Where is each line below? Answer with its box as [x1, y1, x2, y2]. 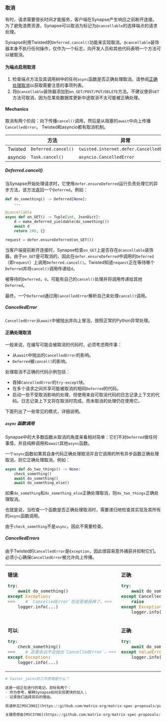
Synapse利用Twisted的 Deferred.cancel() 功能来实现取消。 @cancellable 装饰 [5, 40, 160, 45]
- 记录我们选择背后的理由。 [5, 694, 54, 699]
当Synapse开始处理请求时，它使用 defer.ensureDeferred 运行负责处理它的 [5, 180, 154, 186]
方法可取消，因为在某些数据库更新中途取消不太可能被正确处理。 [12, 94, 142, 100]
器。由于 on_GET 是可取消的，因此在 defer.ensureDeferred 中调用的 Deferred [5, 253, 154, 259]
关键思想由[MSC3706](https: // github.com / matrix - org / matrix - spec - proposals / [5, 712, 161, 718]
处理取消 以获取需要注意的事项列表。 [12, 82, 86, 88]
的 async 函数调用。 [5, 513, 42, 519]
